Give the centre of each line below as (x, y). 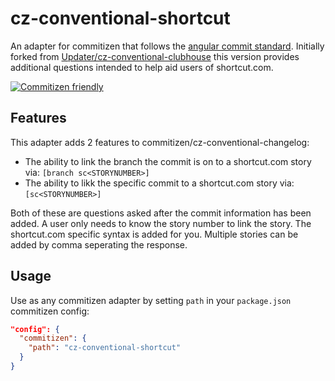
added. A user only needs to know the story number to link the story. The (161, 223)
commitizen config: (50, 311)
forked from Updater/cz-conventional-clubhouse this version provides (155, 56)
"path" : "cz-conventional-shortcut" (105, 348)
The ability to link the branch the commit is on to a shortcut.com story (168, 161)
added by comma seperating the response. (99, 244)
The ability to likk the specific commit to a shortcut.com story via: (159, 183)
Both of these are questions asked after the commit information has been (161, 213)
